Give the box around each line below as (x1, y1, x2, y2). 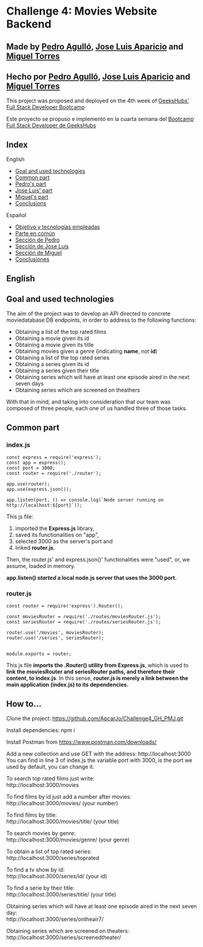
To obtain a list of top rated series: (6, 848, 92, 855)
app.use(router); (6, 481, 50, 487)
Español (6, 212, 27, 219)
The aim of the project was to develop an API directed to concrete (6, 310, 171, 317)
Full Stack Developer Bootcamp (6, 103, 85, 111)
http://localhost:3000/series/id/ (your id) (6, 873, 107, 880)
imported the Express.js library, (15, 525, 95, 532)
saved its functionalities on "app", (15, 531, 99, 539)
